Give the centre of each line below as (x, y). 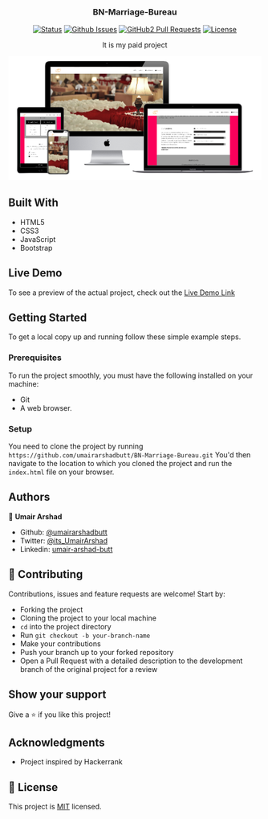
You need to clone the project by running (76, 446)
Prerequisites (35, 358)
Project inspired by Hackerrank (71, 762)
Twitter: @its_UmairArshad (64, 540)
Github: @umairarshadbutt (64, 532)
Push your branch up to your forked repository (97, 652)
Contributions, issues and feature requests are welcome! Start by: (117, 594)
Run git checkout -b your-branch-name (85, 635)
